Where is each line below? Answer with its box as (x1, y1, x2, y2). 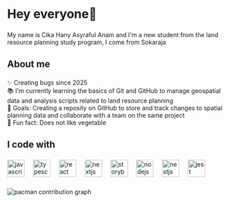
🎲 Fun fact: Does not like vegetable (7, 118, 107, 127)
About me (7, 58, 50, 70)
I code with (7, 138, 56, 150)
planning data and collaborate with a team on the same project (7, 111, 185, 120)
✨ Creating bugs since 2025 (7, 78, 88, 87)
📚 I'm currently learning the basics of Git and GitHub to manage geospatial (7, 87, 221, 95)
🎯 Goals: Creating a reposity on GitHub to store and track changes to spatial (7, 104, 223, 112)
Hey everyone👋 (7, 6, 97, 22)
